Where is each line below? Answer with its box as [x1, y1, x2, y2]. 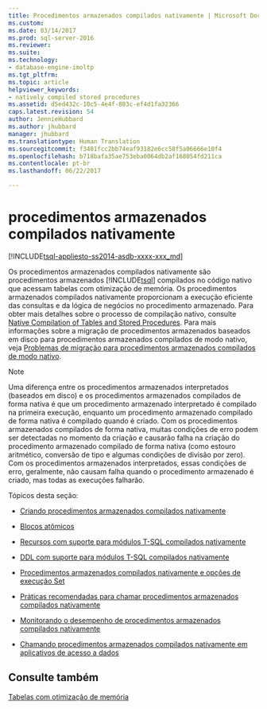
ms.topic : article [8, 78, 69, 86]
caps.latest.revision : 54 [8, 108, 94, 116]
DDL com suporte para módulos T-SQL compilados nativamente [19, 552, 230, 562]
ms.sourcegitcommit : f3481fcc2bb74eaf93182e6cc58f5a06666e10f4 [8, 145, 222, 153]
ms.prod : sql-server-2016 [8, 33, 94, 42]
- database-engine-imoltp [8, 64, 94, 72]
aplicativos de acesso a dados [19, 648, 119, 657]
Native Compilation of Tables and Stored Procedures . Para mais [8, 317, 217, 327]
